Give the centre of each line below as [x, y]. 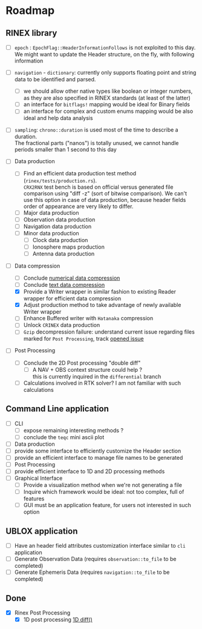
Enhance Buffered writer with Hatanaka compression [88, 318]
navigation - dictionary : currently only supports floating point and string [105, 73]
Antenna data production [64, 254]
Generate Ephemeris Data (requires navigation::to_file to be [92, 572]
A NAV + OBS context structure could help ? [87, 369]
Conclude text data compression [64, 285]
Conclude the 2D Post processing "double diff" [82, 363]
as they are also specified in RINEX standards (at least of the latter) [107, 98]
